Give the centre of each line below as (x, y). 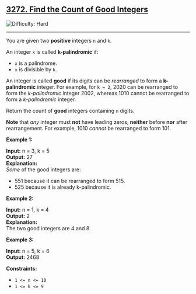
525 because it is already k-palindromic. (63, 187)
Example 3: (20, 240)
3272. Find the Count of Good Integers (77, 10)
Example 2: (20, 198)
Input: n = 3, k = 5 (28, 151)
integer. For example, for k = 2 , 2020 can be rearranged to (108, 87)
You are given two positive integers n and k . (59, 40)
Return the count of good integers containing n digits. (70, 110)
